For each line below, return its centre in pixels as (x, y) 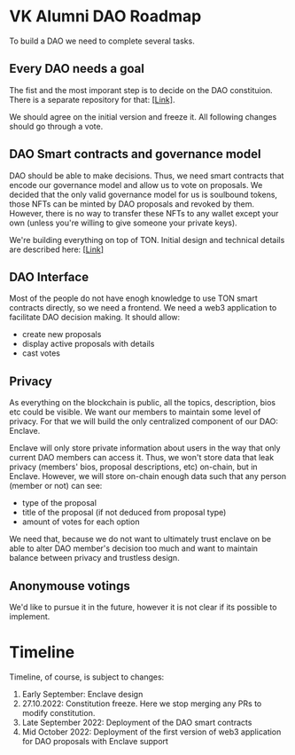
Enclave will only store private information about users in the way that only (145, 448)
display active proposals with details (88, 344)
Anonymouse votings (70, 586)
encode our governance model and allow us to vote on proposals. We (136, 185)
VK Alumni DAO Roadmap (105, 16)
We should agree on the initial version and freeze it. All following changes (143, 116)
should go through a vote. (56, 126)
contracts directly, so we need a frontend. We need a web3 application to (143, 308)
